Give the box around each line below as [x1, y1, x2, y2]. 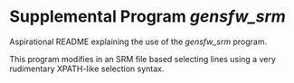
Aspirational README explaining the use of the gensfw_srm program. [9, 36, 268, 47]
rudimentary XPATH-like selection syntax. [9, 63, 165, 74]
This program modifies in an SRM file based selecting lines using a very [9, 53, 276, 64]
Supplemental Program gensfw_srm [9, 6, 287, 27]
